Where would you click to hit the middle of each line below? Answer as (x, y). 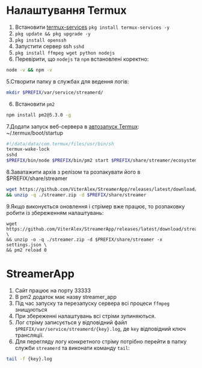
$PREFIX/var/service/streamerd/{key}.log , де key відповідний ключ (100, 328)
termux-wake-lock (28, 149)
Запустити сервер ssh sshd (49, 46)
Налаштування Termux (67, 11)
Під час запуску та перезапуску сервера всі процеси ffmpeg (92, 303)
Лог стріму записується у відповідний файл (71, 322)
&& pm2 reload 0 (26, 250)
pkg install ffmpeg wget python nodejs (65, 53)
